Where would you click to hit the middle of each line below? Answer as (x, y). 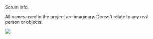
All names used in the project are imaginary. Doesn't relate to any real (76, 17)
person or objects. (24, 22)
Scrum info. (17, 7)
